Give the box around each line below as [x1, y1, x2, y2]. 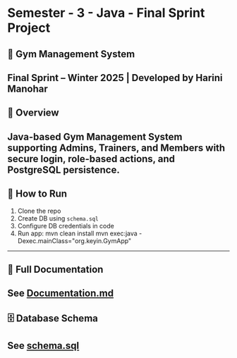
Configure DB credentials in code [17, 221, 114, 230]
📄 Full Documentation [7, 263, 104, 276]
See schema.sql [7, 340, 80, 352]
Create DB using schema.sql [17, 214, 99, 223]
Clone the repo [17, 206, 61, 215]
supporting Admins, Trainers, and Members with [7, 142, 226, 154]
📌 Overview [7, 107, 59, 119]
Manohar [7, 82, 48, 94]
